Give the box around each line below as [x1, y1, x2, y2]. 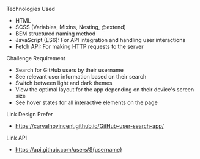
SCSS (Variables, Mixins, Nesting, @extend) [15, 24, 127, 30]
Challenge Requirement [6, 55, 65, 62]
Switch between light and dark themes [15, 79, 113, 87]
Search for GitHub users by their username [15, 66, 124, 74]
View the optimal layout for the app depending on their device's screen [15, 86, 194, 93]
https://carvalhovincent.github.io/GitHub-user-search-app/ [15, 122, 164, 130]
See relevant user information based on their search [15, 73, 147, 80]
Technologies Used [6, 5, 55, 12]
